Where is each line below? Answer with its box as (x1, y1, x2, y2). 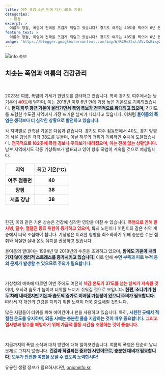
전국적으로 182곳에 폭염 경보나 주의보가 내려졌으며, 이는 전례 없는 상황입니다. (11, 140, 158, 146)
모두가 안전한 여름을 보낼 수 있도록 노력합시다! (11, 354, 99, 360)
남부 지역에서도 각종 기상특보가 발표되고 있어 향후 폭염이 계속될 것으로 (5, 146, 139, 152)
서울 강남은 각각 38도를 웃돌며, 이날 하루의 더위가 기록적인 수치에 (10, 134, 135, 140)
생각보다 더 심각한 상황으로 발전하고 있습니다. (14, 117, 100, 123)
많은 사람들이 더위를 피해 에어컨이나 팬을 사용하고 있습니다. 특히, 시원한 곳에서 (5, 309, 154, 315)
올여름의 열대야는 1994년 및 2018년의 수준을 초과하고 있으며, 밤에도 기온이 (5, 248, 148, 254)
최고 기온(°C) (36, 166, 66, 173)
